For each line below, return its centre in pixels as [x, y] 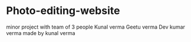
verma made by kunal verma [41, 33]
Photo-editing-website [63, 11]
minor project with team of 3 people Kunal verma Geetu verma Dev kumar [96, 27]
